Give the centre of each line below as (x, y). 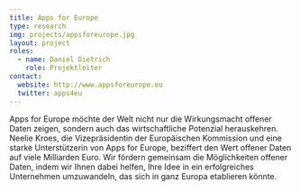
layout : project (40, 43)
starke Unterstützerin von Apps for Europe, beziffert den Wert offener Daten (150, 147)
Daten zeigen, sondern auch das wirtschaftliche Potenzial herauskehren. (144, 128)
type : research (38, 26)
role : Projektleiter (64, 68)
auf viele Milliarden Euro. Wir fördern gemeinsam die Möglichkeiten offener (149, 157)
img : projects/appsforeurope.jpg (72, 34)
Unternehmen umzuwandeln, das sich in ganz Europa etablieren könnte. (143, 176)
